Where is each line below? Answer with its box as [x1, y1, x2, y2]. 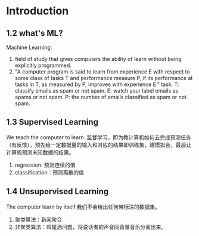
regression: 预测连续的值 [14, 161, 76, 168]
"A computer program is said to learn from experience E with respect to [14, 68, 190, 75]
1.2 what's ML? [6, 28, 63, 38]
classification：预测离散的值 [14, 168, 85, 176]
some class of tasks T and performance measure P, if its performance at [14, 75, 193, 81]
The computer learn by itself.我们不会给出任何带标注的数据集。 [6, 203, 161, 210]
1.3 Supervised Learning [6, 117, 98, 127]
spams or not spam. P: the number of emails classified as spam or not [14, 94, 186, 100]
